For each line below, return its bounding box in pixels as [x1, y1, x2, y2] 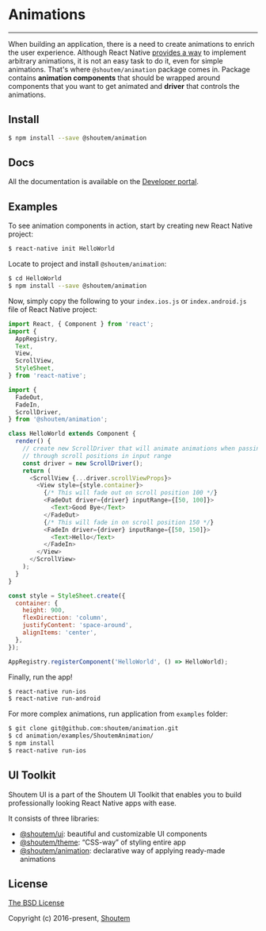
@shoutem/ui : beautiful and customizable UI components [19, 829, 207, 838]
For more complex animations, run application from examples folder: [8, 709, 228, 719]
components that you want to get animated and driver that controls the [8, 81, 240, 90]
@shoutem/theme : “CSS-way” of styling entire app [19, 837, 186, 847]
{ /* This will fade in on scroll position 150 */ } [43, 518, 215, 526]
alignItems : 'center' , [22, 629, 97, 637]
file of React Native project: [8, 304, 97, 314]
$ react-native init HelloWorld [8, 244, 115, 253]
